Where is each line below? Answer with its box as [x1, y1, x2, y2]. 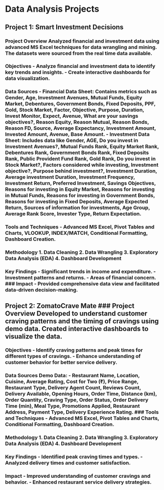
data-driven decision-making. [5, 287, 78, 293]
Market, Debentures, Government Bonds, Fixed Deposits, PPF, [5, 100, 156, 107]
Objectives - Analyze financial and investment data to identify [5, 63, 156, 69]
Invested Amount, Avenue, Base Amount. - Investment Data [5, 131, 150, 138]
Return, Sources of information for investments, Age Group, [5, 204, 150, 211]
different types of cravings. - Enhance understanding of [5, 353, 141, 360]
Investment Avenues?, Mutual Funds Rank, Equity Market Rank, [5, 143, 159, 150]
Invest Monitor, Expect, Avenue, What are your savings [5, 112, 139, 119]
